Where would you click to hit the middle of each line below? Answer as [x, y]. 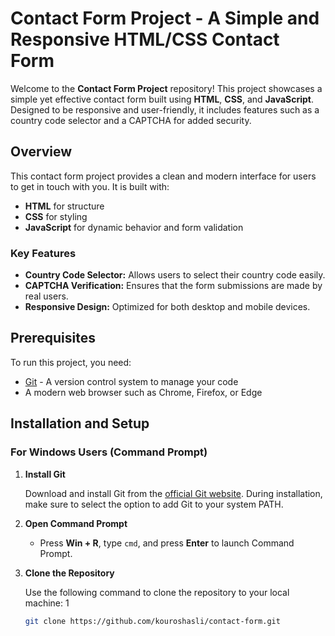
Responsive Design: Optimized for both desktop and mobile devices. [167, 307]
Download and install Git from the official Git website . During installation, [173, 493]
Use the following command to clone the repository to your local [157, 592]
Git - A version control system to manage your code [131, 381]
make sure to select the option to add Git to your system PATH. [154, 504]
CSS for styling [56, 216]
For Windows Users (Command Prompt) [109, 452]
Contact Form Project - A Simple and [165, 18]
